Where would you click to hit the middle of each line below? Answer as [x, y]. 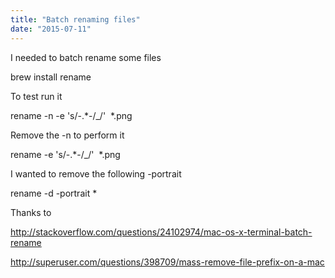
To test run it [36, 96]
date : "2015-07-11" [51, 29]
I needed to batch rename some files [86, 57]
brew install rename [51, 77]
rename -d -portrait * [54, 193]
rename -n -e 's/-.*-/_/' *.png [71, 115]
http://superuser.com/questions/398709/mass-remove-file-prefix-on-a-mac [167, 262]
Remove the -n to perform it [67, 135]
